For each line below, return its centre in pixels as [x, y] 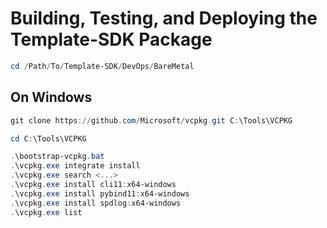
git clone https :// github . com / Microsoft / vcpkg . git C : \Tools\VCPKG [151, 120]
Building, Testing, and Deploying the [164, 18]
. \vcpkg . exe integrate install [75, 166]
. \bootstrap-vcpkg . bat [57, 157]
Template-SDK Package [111, 39]
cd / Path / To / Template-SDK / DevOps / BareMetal [102, 66]
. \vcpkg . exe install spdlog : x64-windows [96, 203]
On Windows [51, 97]
